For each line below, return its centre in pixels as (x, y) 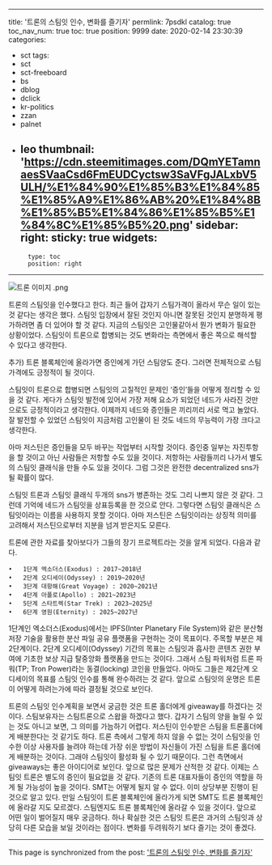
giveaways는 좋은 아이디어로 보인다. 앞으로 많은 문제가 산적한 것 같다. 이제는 (130, 766)
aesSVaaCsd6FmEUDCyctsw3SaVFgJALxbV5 (138, 175)
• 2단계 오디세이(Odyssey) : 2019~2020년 (77, 578)
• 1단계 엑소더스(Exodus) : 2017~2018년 (75, 569)
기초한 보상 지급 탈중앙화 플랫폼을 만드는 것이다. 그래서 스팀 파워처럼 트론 (139, 658)
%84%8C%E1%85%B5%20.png (105, 225)
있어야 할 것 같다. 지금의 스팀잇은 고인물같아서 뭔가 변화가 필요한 (155, 324)
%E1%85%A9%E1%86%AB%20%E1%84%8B (140, 200)
